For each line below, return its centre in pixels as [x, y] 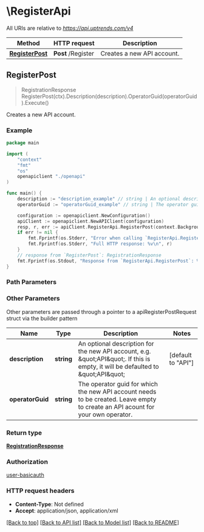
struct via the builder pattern [42, 318]
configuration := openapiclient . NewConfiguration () [84, 215]
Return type [24, 433]
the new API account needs [117, 391]
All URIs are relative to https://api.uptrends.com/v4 [70, 28]
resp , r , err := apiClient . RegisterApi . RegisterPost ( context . [97, 227]
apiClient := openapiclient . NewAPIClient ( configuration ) [91, 221]
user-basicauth [25, 475]
